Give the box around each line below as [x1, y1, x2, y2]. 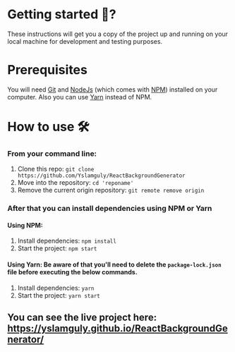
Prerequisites [7, 62, 88, 78]
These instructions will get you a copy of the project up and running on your [7, 30, 228, 38]
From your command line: [7, 148, 97, 158]
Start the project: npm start [17, 244, 97, 253]
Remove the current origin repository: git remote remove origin [17, 186, 205, 195]
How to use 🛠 [7, 119, 90, 135]
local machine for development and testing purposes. [7, 37, 163, 45]
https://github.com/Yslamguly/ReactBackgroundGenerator [17, 172, 186, 179]
